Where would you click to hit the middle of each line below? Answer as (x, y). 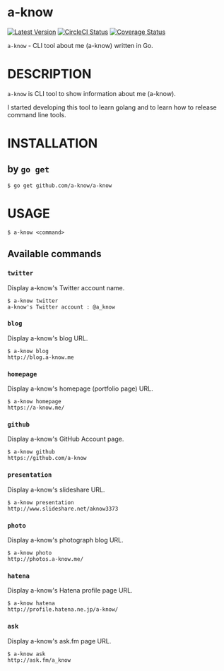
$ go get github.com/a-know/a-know (60, 185)
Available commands (54, 254)
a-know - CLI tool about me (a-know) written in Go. (80, 45)
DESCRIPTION (49, 74)
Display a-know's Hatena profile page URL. (70, 590)
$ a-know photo (30, 553)
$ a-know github (31, 452)
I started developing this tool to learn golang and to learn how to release (112, 107)
